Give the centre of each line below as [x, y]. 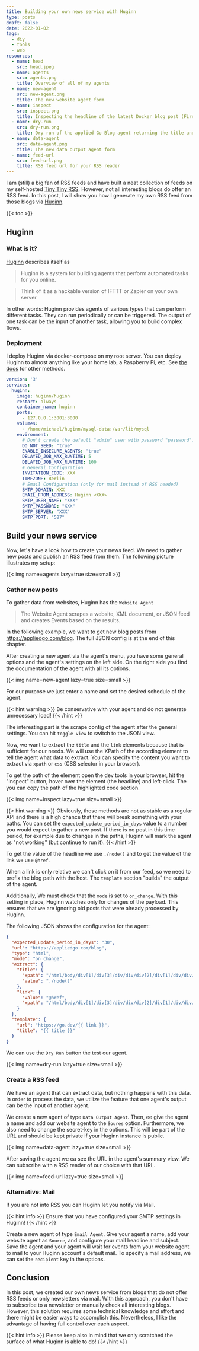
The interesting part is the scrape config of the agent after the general [92, 727]
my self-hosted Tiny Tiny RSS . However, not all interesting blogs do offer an [99, 189]
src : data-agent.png [42, 144]
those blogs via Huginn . [35, 202]
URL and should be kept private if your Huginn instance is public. [85, 1136]
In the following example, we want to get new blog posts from [81, 632]
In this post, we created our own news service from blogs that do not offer [97, 1292]
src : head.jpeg [36, 67]
